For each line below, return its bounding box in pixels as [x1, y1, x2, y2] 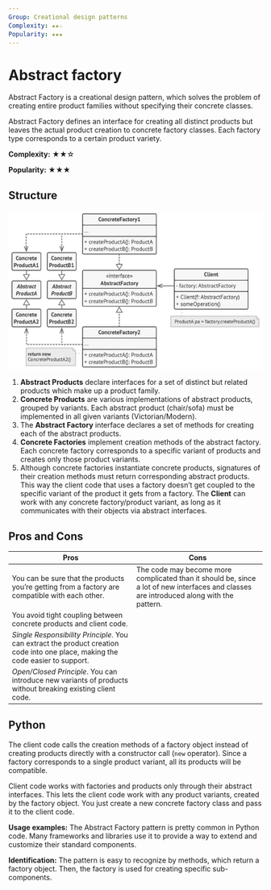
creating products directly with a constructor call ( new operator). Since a [8, 748, 248, 758]
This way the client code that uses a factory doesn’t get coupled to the [19, 480, 256, 490]
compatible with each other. [11, 590, 105, 600]
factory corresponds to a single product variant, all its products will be [8, 757, 242, 767]
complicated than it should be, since [135, 573, 256, 583]
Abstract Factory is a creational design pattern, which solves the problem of [8, 93, 261, 102]
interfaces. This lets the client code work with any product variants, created [8, 789, 260, 799]
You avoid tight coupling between [11, 610, 123, 620]
